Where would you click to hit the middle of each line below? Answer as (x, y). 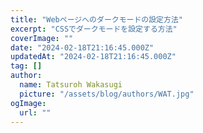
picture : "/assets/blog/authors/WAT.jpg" (107, 94)
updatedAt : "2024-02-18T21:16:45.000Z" (93, 57)
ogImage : (28, 103)
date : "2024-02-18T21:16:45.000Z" (82, 47)
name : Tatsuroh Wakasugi (71, 85)
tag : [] (26, 66)
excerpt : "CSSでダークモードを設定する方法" (94, 29)
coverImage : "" (42, 38)
